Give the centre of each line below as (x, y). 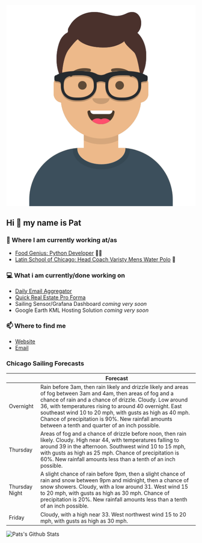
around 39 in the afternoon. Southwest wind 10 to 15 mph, (113, 447)
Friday (17, 518)
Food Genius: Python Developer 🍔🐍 (59, 253)
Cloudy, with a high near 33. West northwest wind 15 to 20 (113, 514)
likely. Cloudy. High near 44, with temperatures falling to (109, 440)
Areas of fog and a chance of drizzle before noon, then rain (113, 434)
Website (25, 341)
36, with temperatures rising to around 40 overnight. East (111, 406)
